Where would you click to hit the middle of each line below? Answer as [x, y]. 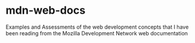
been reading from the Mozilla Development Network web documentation [97, 33]
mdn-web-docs [45, 10]
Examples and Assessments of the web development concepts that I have [97, 27]
